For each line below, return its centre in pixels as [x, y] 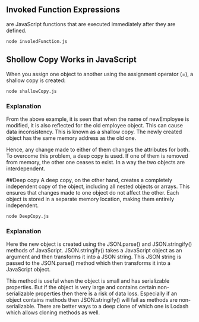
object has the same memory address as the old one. [71, 138]
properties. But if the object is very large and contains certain [81, 287]
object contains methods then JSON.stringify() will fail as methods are [92, 300]
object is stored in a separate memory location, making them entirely [90, 199]
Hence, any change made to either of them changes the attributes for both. [98, 149]
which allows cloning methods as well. [53, 312]
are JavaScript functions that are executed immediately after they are [91, 24]
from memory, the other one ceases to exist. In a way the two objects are [96, 162]
